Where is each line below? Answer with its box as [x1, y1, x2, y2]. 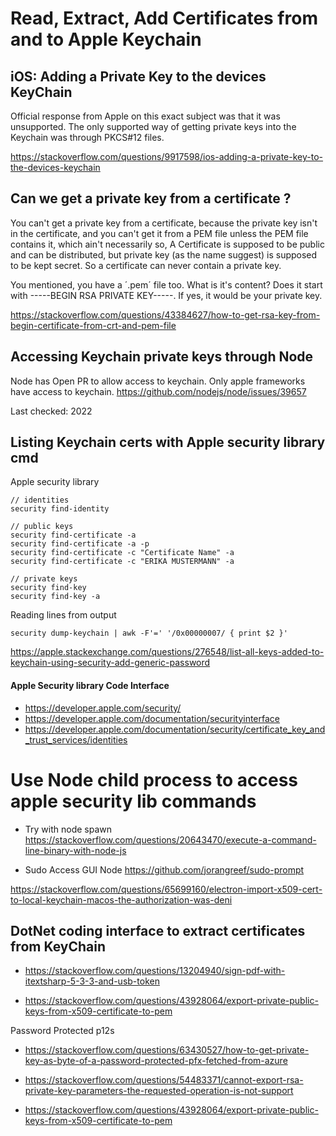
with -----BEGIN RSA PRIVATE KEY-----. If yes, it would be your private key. [10, 289, 323, 301]
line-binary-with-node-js [24, 844, 127, 856]
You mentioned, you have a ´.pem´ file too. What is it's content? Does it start [10, 278, 323, 291]
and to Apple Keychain [10, 28, 202, 51]
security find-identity [10, 504, 110, 514]
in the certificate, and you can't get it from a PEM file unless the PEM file [10, 227, 309, 239]
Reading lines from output [10, 609, 117, 621]
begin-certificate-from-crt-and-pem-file [10, 319, 177, 331]
